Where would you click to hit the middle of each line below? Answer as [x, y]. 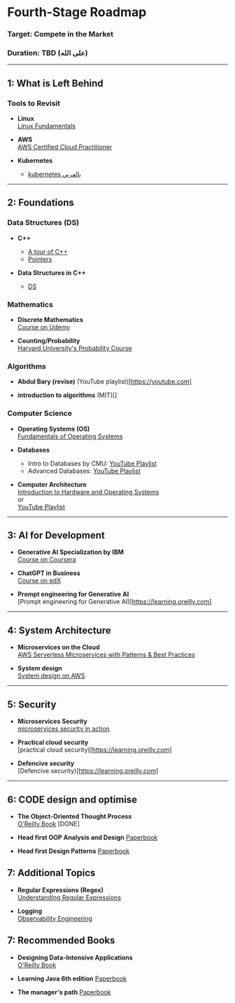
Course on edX [39, 581]
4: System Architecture [59, 630]
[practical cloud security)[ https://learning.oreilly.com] [95, 750]
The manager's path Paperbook [64, 992]
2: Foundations [41, 203]
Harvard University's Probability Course [74, 349]
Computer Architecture [52, 484]
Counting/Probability [49, 341]
